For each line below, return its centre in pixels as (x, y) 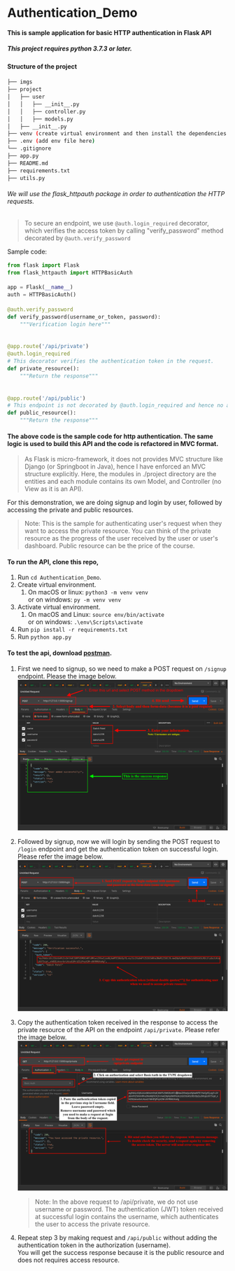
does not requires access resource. (69, 1260)
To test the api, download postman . (59, 653)
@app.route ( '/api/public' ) (47, 398)
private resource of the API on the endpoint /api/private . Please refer (119, 1029)
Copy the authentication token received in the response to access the (117, 1022)
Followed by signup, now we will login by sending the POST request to (119, 842)
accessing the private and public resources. (71, 510)
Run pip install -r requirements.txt (72, 630)
